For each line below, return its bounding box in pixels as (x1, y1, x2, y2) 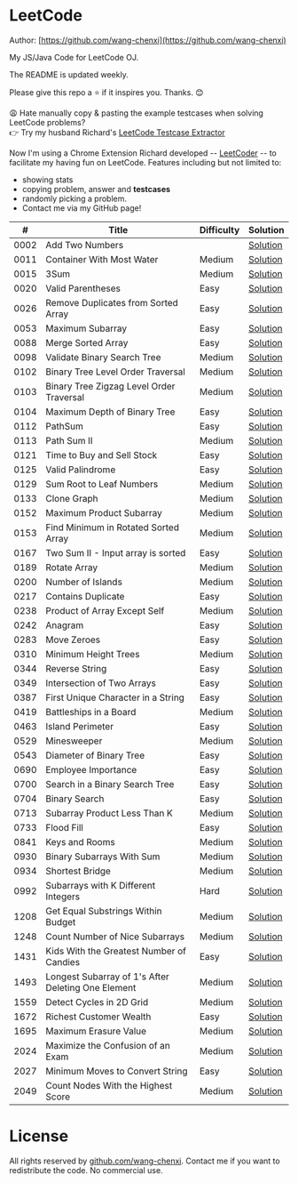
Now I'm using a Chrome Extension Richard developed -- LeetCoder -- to (9, 148, 277, 158)
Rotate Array (45, 561, 98, 574)
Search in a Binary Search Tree (45, 777, 175, 790)
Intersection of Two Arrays (45, 677, 157, 689)
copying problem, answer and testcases (21, 183, 171, 194)
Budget (45, 915, 76, 928)
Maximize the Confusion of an (45, 1039, 171, 1051)
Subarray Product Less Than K (45, 807, 173, 819)
